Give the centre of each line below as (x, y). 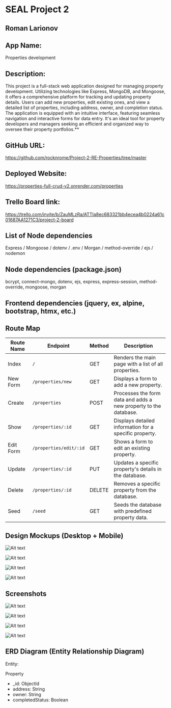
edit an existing (132, 448)
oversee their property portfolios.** (42, 129)
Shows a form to (133, 442)
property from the (135, 490)
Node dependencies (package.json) (64, 269)
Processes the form (137, 394)
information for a (134, 427)
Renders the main (135, 358)
